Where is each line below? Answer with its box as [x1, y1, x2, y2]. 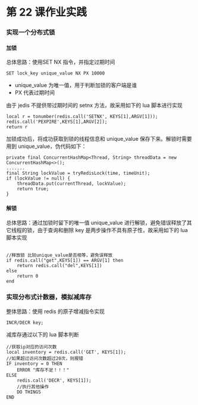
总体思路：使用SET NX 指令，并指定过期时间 [6, 58, 115, 66]
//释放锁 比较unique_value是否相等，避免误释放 [6, 252, 113, 258]
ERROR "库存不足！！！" [17, 367, 70, 373]
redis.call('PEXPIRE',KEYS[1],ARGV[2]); [6, 119, 108, 125]
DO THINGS [17, 389, 42, 395]
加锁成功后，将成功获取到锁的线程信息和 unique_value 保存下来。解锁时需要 [6, 135, 192, 143]
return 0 [17, 273, 39, 279]
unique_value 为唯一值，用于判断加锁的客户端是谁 [14, 82, 137, 89]
